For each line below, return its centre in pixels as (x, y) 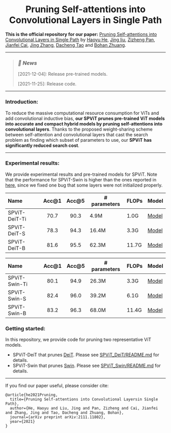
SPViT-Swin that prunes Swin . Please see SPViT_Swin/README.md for (87, 366)
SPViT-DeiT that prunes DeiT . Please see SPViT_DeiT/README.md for (86, 355)
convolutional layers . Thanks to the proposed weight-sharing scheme (79, 129)
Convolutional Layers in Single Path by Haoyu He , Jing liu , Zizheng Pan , (80, 40)
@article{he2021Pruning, (32, 395)
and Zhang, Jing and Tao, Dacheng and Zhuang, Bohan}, (65, 413)
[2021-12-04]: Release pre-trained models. (63, 74)
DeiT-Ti (17, 219)
